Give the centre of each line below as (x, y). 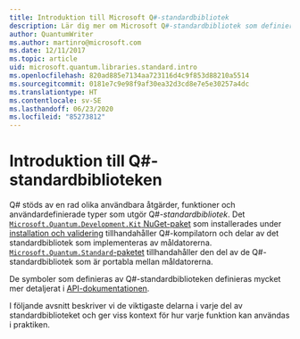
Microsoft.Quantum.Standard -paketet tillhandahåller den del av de (129, 252)
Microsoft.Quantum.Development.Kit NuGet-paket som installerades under (146, 224)
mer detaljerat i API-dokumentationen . (79, 289)
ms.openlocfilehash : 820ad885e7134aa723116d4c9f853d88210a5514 (129, 76)
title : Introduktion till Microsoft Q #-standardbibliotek (119, 17)
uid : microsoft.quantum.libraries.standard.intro (104, 68)
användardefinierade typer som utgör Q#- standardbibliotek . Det (127, 214)
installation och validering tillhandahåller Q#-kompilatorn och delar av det (144, 234)
